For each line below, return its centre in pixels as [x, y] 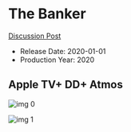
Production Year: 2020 [57, 60]
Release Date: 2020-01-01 [63, 51]
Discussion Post [35, 36]
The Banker [47, 14]
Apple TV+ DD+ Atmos [66, 85]
